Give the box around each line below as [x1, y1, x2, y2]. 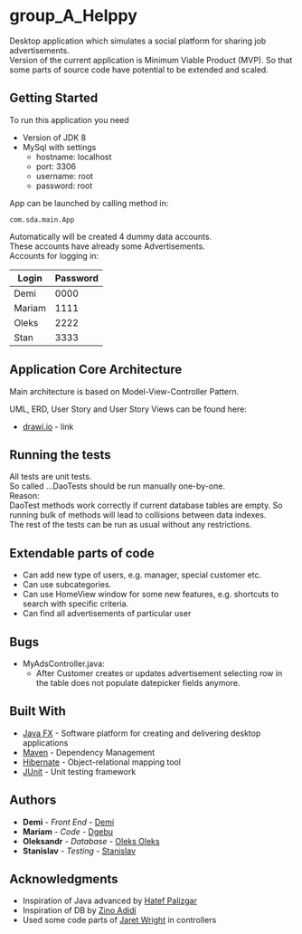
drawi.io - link [22, 421, 74, 432]
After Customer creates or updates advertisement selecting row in [35, 668, 283, 679]
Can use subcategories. [22, 579, 112, 590]
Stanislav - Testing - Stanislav [22, 845, 137, 856]
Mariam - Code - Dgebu [22, 825, 114, 837]
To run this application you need [9, 114, 129, 125]
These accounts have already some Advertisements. [9, 241, 205, 252]
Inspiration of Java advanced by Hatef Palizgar [22, 895, 197, 906]
